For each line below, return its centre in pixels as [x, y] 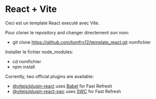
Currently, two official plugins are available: [50, 76]
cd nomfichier [27, 61]
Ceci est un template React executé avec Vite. [52, 23]
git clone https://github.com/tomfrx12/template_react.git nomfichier [81, 42]
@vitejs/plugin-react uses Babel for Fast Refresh [62, 86]
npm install [24, 67]
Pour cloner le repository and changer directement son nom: [67, 32]
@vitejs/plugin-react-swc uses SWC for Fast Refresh [67, 91]
